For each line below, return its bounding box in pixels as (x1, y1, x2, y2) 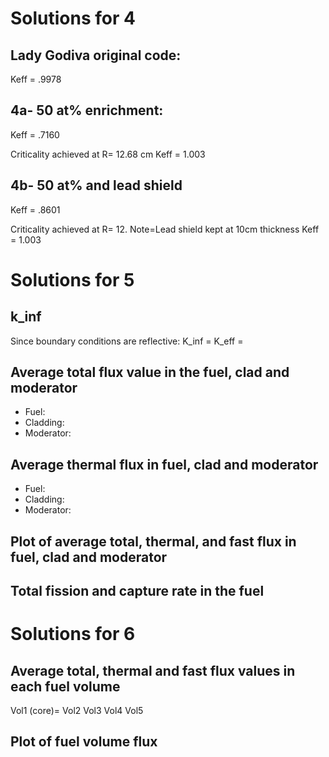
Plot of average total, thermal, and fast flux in (10, 533, 297, 550)
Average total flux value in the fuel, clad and (10, 364, 290, 381)
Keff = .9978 (10, 73, 62, 85)
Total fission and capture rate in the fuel (10, 583, 265, 600)
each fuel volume (10, 678, 121, 695)
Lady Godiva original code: (10, 47, 182, 64)
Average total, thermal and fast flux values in (10, 662, 296, 679)
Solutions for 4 (10, 7, 136, 30)
